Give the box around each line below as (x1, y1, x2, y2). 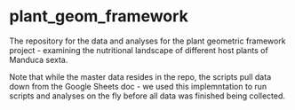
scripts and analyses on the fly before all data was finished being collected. (9, 90, 286, 101)
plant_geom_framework (9, 6, 188, 27)
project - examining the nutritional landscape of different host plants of (9, 44, 268, 55)
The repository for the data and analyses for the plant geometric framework (9, 35, 286, 46)
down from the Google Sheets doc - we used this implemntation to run (9, 81, 267, 91)
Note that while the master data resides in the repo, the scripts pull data (9, 71, 272, 82)
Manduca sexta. (9, 54, 68, 65)
